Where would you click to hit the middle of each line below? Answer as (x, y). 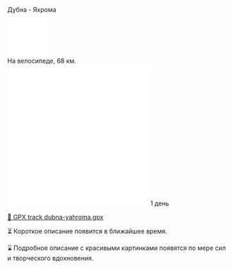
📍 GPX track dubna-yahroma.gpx (55, 217)
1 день (160, 203)
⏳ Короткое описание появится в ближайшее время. (87, 231)
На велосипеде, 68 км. (42, 61)
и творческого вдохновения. (50, 258)
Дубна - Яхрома (32, 10)
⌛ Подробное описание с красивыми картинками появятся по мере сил (116, 248)
